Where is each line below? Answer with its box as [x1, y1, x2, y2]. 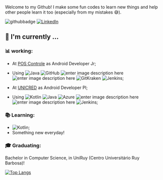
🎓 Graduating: [5, 142, 41, 149]
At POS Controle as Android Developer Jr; [12, 60, 96, 66]
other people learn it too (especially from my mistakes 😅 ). [5, 9, 122, 15]
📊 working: [5, 48, 33, 54]
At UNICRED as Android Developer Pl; [12, 85, 88, 90]
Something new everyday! [12, 129, 65, 135]
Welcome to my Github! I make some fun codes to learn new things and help [5, 4, 158, 10]
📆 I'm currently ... [5, 33, 59, 41]
